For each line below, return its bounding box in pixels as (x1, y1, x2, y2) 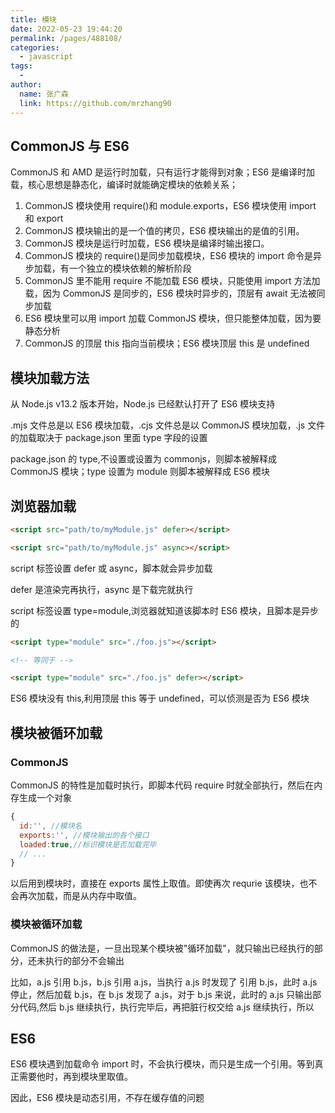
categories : (10, 42, 60, 53)
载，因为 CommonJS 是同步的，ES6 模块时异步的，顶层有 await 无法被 (24, 287, 317, 300)
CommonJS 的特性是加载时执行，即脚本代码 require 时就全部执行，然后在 (10, 779, 315, 791)
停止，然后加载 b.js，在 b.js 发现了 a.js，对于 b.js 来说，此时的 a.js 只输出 (10, 988, 313, 1000)
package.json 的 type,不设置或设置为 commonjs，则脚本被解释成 (10, 453, 278, 465)
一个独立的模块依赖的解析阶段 (68, 262, 192, 275)
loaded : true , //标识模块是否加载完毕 (19, 839, 157, 850)
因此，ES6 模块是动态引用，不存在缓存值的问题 (10, 1092, 205, 1104)
